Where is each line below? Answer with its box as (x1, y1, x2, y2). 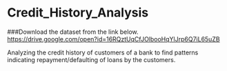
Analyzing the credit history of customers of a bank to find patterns (7, 48, 199, 57)
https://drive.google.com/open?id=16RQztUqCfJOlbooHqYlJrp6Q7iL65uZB (7, 34, 220, 43)
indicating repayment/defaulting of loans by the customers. (7, 55, 176, 63)
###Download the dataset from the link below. (7, 28, 139, 36)
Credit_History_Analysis (7, 5, 149, 21)
